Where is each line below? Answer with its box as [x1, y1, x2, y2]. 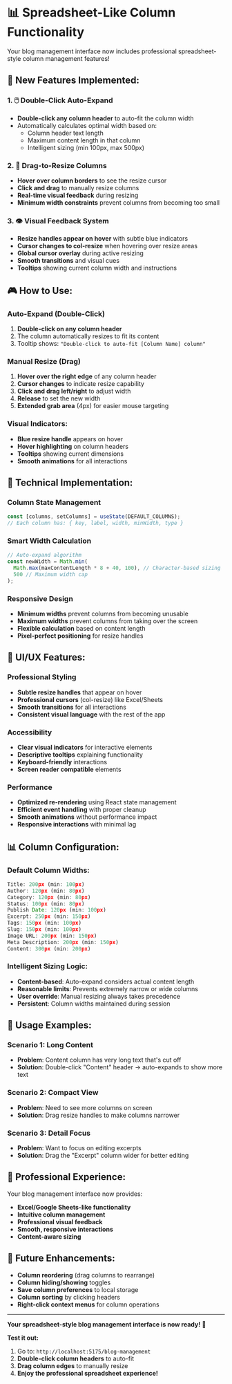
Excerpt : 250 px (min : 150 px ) [7, 913, 91, 920]
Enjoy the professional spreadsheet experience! [17, 1369, 159, 1377]
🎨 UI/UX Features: [7, 652, 86, 663]
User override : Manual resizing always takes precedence [17, 992, 181, 1000]
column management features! [22, 54, 110, 62]
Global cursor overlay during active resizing [17, 249, 144, 257]
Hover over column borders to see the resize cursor [17, 176, 167, 185]
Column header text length [27, 129, 104, 137]
